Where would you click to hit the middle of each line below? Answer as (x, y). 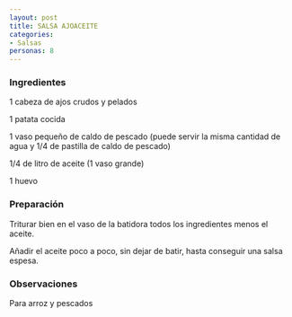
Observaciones (44, 284)
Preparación (37, 205)
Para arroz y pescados (51, 304)
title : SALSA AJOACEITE (54, 26)
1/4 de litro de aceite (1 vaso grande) (77, 163)
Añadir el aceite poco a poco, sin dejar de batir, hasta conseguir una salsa (146, 251)
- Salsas (26, 43)
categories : (31, 34)
